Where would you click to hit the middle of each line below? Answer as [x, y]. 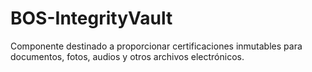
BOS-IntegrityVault [91, 18]
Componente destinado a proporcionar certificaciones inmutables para [156, 46]
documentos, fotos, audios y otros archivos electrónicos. [127, 56]
